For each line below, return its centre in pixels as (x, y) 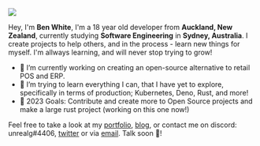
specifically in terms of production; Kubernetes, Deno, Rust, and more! (134, 93)
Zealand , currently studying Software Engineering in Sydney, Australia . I (128, 36)
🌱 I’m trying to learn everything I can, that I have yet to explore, (122, 84)
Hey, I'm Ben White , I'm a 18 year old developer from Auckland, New (121, 27)
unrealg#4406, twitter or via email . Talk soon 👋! (85, 133)
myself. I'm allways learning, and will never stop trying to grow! (110, 52)
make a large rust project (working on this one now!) (104, 109)
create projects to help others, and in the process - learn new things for (124, 44)
